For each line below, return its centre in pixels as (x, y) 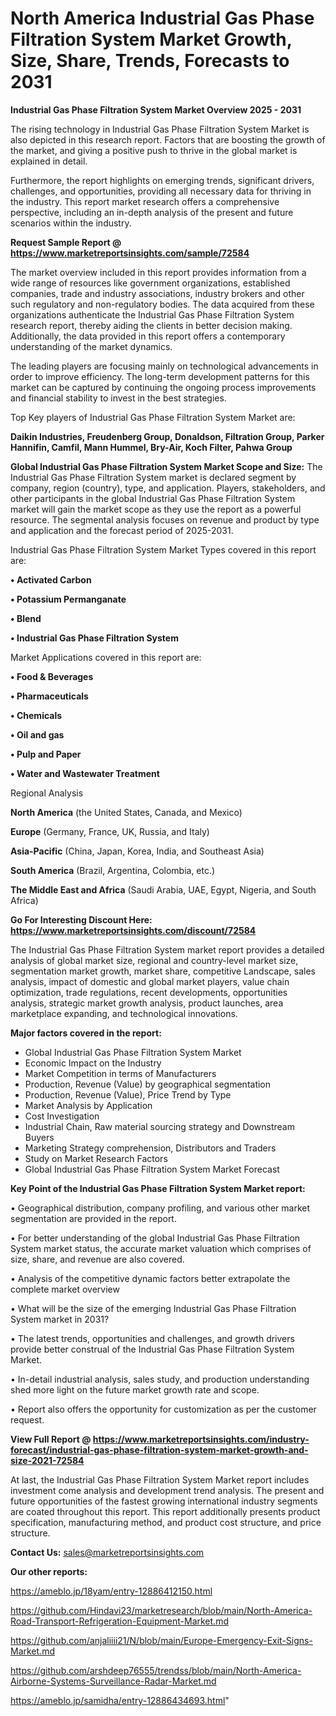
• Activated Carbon (51, 579)
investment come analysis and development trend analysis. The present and (167, 1490)
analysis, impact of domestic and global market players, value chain (150, 981)
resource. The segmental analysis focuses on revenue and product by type (165, 519)
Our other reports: (49, 1571)
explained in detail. (49, 161)
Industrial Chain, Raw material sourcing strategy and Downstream (159, 1126)
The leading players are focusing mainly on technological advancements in (164, 366)
